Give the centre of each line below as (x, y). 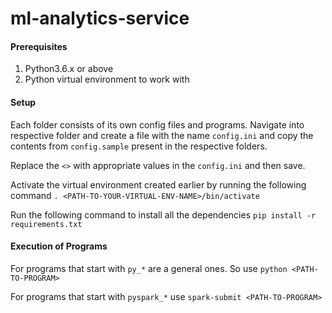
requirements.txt (46, 224)
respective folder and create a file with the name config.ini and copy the (162, 135)
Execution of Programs (59, 246)
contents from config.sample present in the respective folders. (139, 146)
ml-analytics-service (100, 18)
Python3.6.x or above (69, 69)
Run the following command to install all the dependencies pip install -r (163, 214)
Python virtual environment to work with (107, 79)
